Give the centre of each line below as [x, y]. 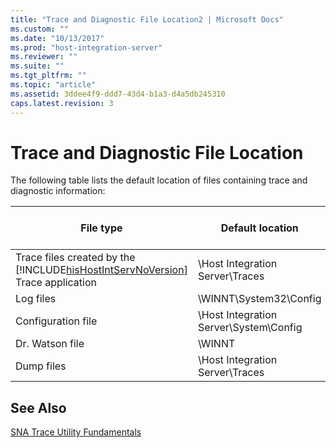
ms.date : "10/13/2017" [57, 38]
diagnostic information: [58, 191]
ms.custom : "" [40, 29]
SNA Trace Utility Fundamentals [76, 432]
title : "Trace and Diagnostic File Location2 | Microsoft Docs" [147, 19]
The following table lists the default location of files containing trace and [159, 180]
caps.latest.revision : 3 [62, 103]
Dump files [41, 366]
